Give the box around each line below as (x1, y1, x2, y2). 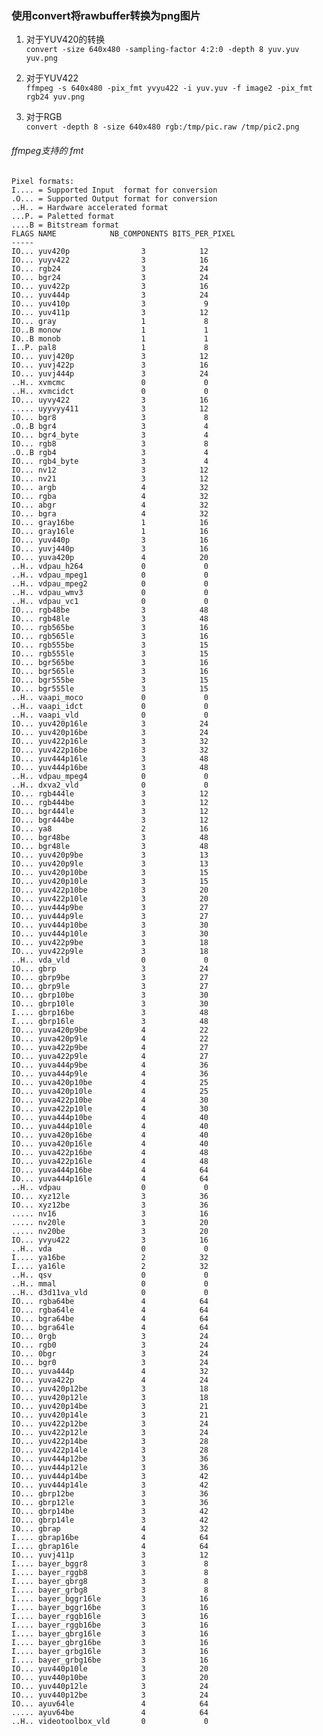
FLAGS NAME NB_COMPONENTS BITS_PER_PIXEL (11, 228, 236, 239)
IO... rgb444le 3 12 (11, 788, 209, 799)
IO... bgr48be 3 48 (11, 832, 209, 842)
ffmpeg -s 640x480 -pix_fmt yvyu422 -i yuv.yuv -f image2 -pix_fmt (25, 83, 313, 94)
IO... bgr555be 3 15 (11, 675, 209, 685)
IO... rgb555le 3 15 (11, 648, 209, 659)
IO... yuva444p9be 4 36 (11, 1060, 209, 1070)
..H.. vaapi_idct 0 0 (11, 701, 209, 711)
